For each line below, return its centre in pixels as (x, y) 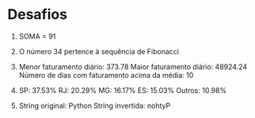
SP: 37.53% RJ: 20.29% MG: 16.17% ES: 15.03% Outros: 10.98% (123, 90)
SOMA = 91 (37, 36)
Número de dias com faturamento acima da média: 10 (106, 75)
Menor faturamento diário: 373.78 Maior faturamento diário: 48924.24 (133, 66)
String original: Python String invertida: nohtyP (95, 105)
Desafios (38, 15)
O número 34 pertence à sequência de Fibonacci (99, 51)
